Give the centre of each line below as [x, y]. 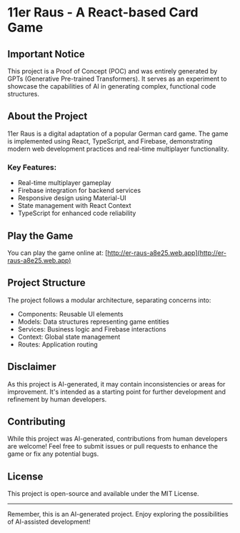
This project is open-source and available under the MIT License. [103, 494]
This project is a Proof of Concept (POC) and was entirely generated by [112, 71]
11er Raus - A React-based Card [103, 13]
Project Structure [46, 283]
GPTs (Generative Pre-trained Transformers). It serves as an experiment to [117, 79]
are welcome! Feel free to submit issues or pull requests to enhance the [112, 447]
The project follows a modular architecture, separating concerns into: [109, 300]
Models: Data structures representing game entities [93, 322]
